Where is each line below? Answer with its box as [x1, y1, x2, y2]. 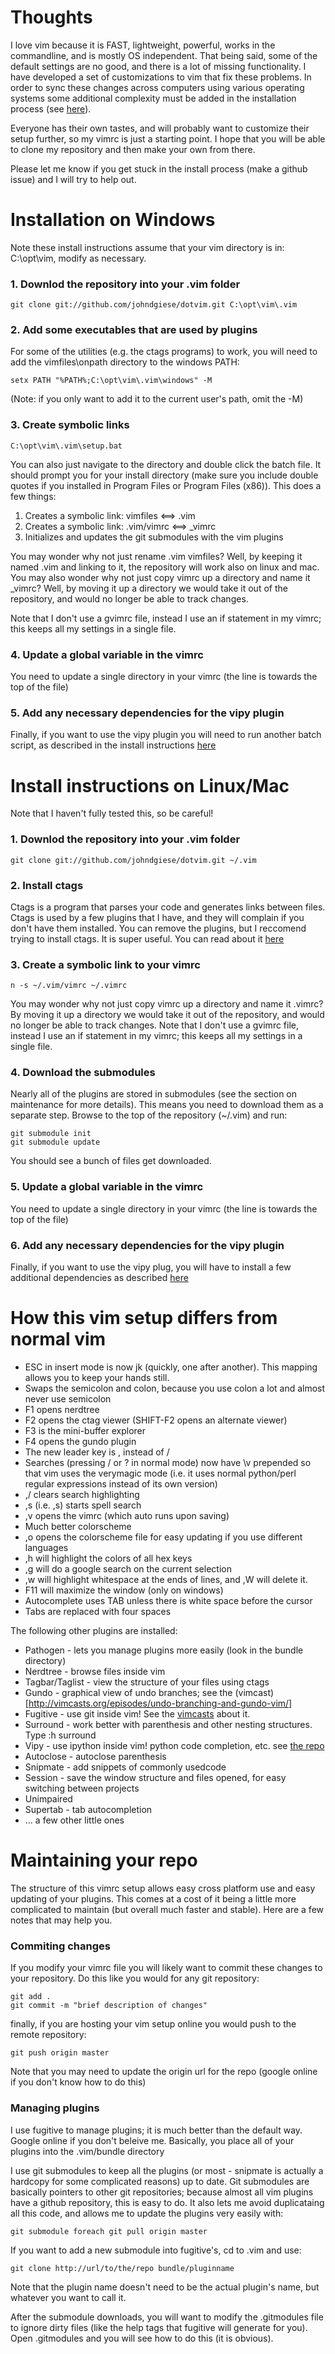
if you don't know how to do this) [10, 2076, 147, 2088]
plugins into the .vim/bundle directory [10, 2145, 165, 2157]
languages [24, 1542, 69, 1554]
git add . [10, 1992, 52, 2002]
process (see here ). [10, 102, 92, 115]
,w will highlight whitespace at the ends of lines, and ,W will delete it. [24, 1574, 308, 1586]
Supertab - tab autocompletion [24, 1804, 153, 1816]
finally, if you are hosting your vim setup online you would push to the [10, 2018, 297, 2030]
